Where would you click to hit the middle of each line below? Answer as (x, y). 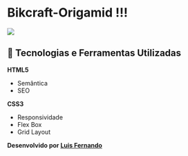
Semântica (32, 83)
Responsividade (40, 117)
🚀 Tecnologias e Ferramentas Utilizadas (94, 53)
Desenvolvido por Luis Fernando (55, 145)
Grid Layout (34, 132)
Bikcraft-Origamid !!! (67, 13)
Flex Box (29, 124)
